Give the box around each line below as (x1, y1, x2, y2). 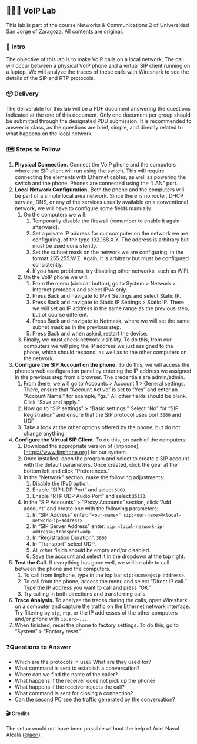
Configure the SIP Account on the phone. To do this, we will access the (14, 361, 190, 368)
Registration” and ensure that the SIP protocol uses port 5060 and (23, 411, 181, 418)
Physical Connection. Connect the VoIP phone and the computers (14, 161, 176, 168)
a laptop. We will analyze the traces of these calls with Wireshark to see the (6, 68, 189, 75)
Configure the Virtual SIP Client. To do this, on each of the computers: (14, 436, 187, 443)
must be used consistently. (32, 242, 98, 249)
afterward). (32, 223, 60, 230)
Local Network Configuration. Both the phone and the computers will (14, 186, 185, 193)
